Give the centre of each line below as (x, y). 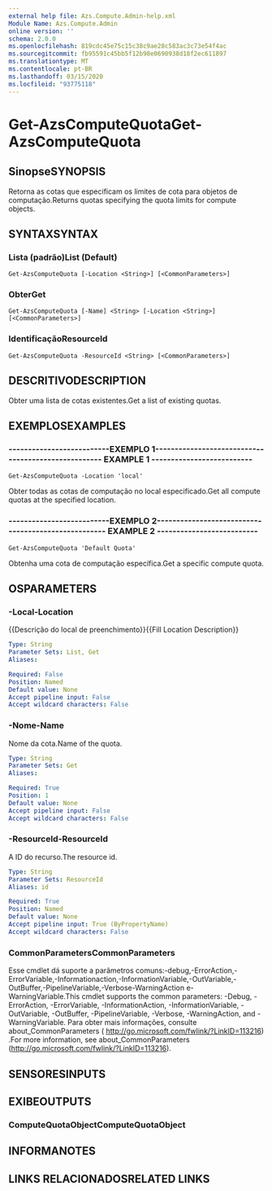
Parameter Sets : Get (43, 766)
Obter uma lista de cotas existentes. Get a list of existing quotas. (115, 401)
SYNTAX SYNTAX (54, 234)
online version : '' (41, 31)
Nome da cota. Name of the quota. (65, 743)
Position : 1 (28, 796)
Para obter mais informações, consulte (132, 1022)
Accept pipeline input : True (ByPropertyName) (89, 925)
